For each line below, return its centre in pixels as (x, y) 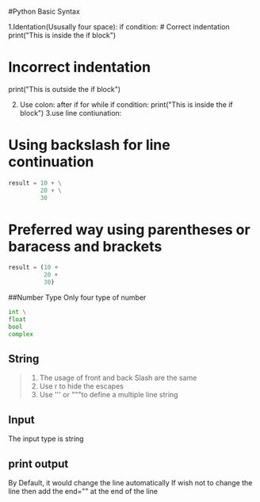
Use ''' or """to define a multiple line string (109, 395)
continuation (51, 162)
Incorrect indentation (80, 67)
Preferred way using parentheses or (130, 230)
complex (21, 334)
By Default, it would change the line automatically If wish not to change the (130, 483)
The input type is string (46, 439)
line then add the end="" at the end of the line (83, 491)
